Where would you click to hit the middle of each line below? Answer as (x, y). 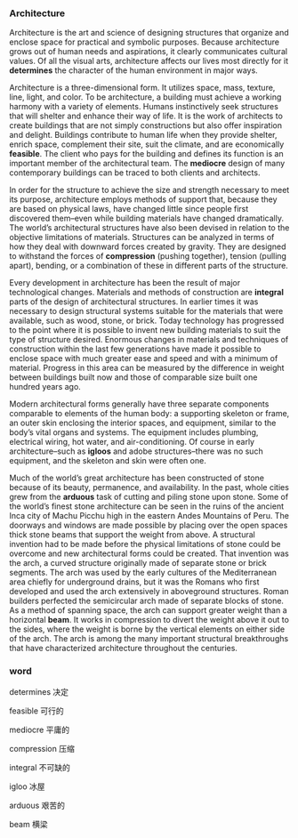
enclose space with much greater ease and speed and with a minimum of (144, 359)
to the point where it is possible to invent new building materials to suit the (145, 330)
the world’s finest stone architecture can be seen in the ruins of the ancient (147, 506)
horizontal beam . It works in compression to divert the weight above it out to (149, 620)
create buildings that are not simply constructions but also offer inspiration (146, 125)
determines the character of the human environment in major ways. (133, 70)
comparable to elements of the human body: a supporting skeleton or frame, (149, 414)
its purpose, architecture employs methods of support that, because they (143, 199)
